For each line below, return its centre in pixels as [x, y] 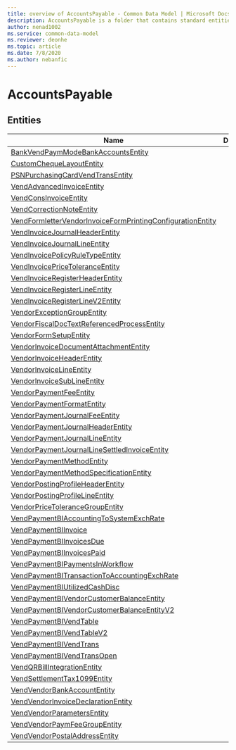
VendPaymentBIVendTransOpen [64, 656]
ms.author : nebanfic [38, 60]
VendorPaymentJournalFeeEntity [65, 415]
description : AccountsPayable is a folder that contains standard [106, 20]
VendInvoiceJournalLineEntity [60, 244]
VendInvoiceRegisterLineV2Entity [66, 301]
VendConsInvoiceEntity [49, 198]
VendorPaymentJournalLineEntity [66, 438]
